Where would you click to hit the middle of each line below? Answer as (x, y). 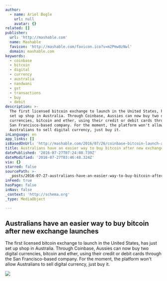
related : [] (17, 28)
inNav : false (19, 190)
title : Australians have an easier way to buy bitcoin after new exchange (84, 148)
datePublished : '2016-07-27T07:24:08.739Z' (51, 153)
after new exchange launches (52, 231)
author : (13, 10)
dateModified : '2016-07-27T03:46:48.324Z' (50, 157)
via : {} (13, 162)
